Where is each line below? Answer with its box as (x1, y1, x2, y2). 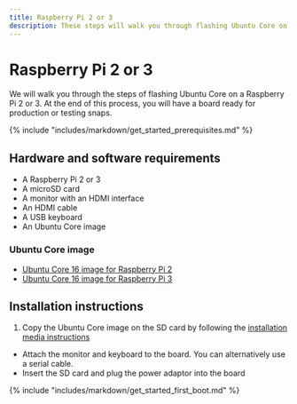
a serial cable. (21, 359, 74, 369)
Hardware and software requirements (9, 150, 222, 165)
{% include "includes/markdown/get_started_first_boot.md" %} (9, 385, 240, 396)
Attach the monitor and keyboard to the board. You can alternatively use (21, 349, 286, 360)
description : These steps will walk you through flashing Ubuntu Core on (9, 21, 288, 30)
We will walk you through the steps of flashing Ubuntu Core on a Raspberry (9, 89, 285, 99)
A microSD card (21, 184, 81, 194)
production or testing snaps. (9, 107, 113, 118)
